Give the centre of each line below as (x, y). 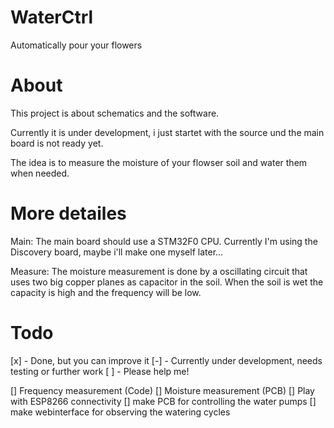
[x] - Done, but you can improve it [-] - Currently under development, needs (166, 360)
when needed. (40, 173)
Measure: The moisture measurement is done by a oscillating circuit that (159, 271)
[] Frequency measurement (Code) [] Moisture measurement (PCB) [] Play (162, 390)
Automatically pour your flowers (76, 45)
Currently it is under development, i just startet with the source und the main (167, 132)
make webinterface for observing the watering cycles (120, 412)
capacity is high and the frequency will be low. (106, 292)
